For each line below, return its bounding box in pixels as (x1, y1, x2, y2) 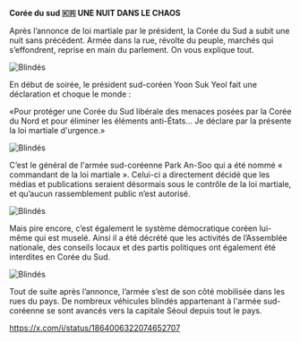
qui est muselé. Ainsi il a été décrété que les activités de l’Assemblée (34, 233, 288, 243)
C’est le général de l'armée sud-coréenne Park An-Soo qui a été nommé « (9, 160, 283, 170)
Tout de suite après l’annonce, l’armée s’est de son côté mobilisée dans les (9, 286, 285, 296)
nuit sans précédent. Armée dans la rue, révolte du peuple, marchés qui (9, 35, 274, 46)
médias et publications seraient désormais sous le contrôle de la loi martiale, (9, 179, 292, 189)
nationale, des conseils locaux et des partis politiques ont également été (9, 242, 276, 252)
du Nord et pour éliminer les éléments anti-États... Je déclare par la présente (9, 115, 292, 126)
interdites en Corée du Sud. (9, 252, 111, 262)
